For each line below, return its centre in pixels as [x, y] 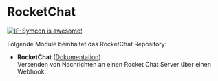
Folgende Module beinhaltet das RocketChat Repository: [87, 44]
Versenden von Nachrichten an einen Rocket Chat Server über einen [114, 64]
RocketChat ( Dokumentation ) [59, 57]
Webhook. [32, 71]
